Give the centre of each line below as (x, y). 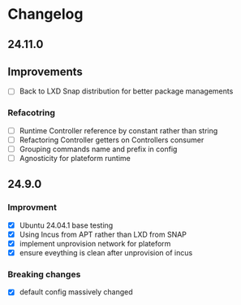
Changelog (45, 14)
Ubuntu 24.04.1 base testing (66, 225)
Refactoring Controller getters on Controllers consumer (112, 140)
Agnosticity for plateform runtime (75, 158)
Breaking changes (44, 274)
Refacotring (32, 113)
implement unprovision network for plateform (95, 243)
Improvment (32, 207)
